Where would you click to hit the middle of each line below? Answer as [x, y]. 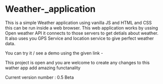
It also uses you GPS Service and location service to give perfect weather [80, 38]
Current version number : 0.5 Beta [40, 77]
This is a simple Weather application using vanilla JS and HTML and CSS [79, 23]
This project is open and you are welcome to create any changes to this [77, 62]
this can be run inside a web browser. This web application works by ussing [81, 28]
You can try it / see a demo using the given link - [54, 53]
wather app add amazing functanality [43, 68]
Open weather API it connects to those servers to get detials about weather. [82, 33]
